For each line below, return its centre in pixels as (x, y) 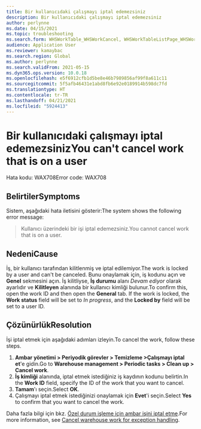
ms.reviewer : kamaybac (34, 51)
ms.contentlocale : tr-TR (37, 95)
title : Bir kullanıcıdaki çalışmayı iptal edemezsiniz (76, 12)
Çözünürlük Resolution (49, 325)
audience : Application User (41, 45)
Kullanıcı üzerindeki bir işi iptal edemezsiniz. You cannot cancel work (105, 229)
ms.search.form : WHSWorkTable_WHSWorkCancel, (64, 39)
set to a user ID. (25, 307)
